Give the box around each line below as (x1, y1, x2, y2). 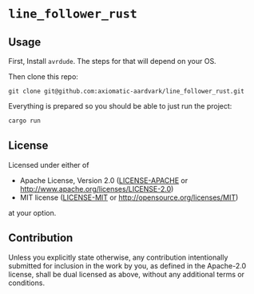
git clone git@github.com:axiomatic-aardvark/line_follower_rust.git (8, 87, 245, 95)
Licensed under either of (8, 160, 89, 169)
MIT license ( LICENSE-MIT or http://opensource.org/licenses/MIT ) (19, 193, 239, 202)
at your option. (8, 208, 57, 217)
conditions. (8, 278, 46, 288)
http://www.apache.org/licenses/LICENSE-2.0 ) (19, 184, 174, 193)
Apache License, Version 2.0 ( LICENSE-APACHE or (19, 175, 189, 185)
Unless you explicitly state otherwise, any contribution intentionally (8, 252, 228, 262)
